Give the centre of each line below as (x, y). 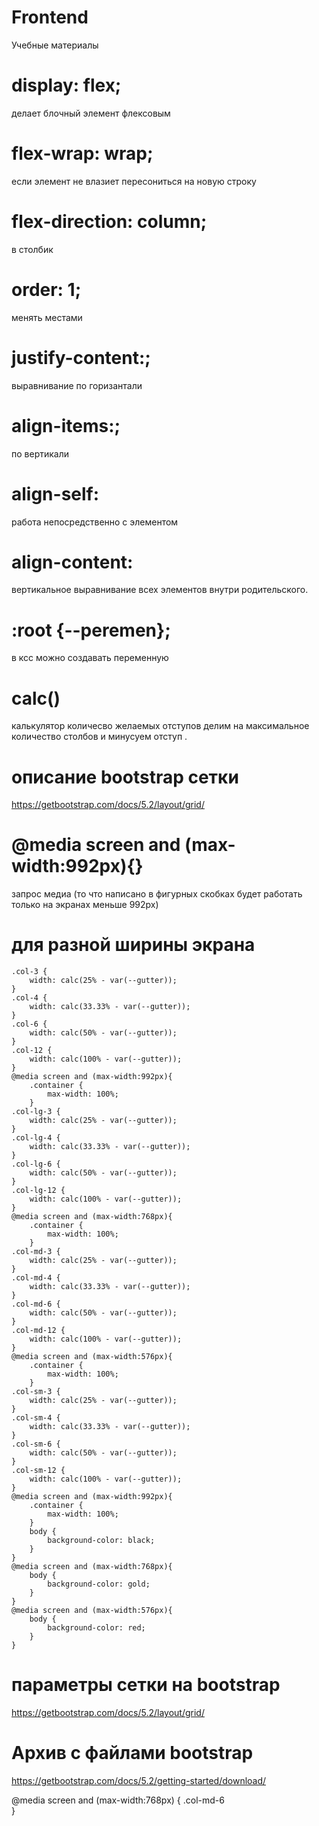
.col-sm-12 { (38, 1471)
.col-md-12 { (38, 1331)
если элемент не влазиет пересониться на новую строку (134, 181)
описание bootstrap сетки (125, 777)
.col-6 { (29, 1024)
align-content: (72, 562)
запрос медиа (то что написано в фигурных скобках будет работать (157, 894)
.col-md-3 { (36, 1252)
